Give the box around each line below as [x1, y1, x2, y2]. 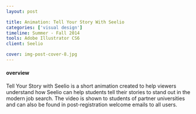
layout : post [6, 8, 38, 15]
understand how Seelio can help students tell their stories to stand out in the [6, 89, 191, 96]
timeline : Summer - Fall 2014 [6, 30, 80, 36]
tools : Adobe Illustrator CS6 [6, 36, 80, 42]
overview [6, 70, 29, 77]
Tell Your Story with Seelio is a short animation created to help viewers [6, 82, 177, 89]
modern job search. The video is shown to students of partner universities [6, 95, 185, 102]
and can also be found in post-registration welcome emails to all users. [6, 101, 178, 108]
